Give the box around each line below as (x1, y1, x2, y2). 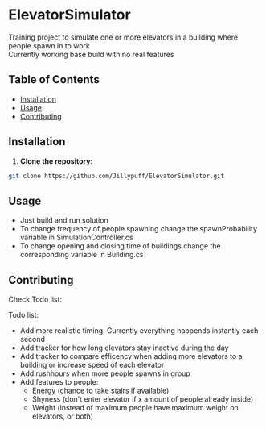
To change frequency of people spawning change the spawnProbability (19, 224, 258, 234)
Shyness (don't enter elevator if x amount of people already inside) (31, 394, 254, 404)
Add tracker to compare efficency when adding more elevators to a (19, 352, 243, 361)
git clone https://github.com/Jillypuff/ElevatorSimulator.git (8, 172, 225, 180)
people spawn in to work (8, 40, 90, 50)
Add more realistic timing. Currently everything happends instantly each (19, 326, 259, 335)
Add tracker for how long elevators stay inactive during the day (19, 343, 229, 352)
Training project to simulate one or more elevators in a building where (8, 32, 239, 42)
